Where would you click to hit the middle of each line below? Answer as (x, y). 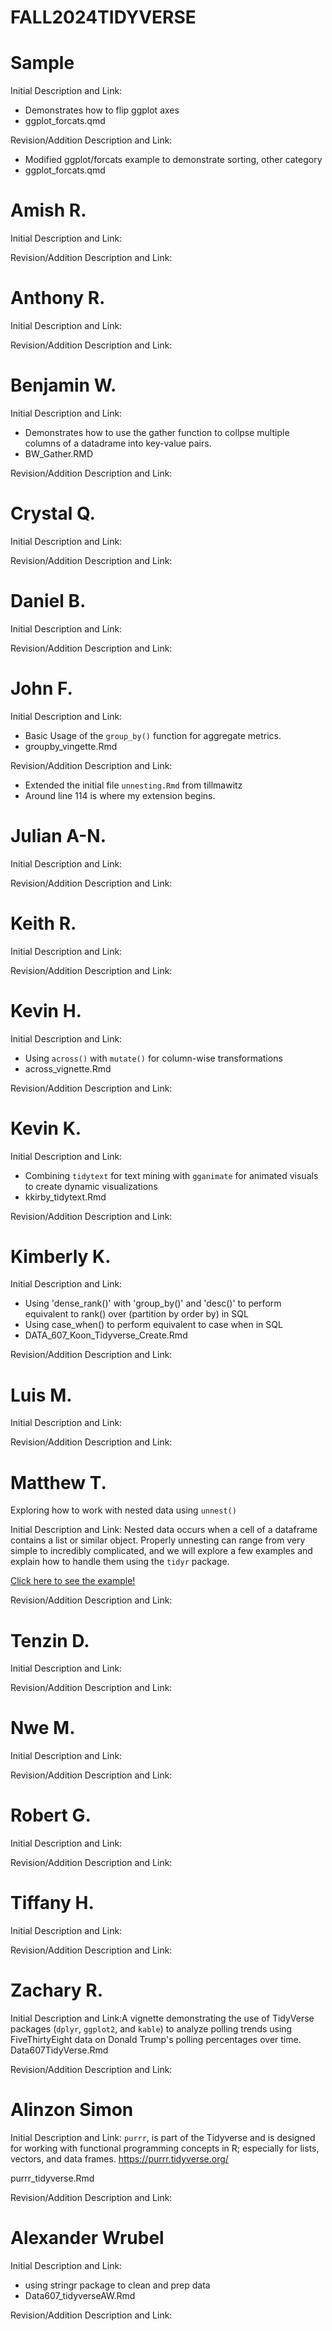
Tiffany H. (52, 1903)
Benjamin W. (63, 385)
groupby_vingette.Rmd (71, 746)
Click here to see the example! (73, 1581)
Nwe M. (43, 1728)
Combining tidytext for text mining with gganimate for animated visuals (171, 1175)
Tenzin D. (50, 1640)
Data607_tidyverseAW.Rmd (80, 2295)
